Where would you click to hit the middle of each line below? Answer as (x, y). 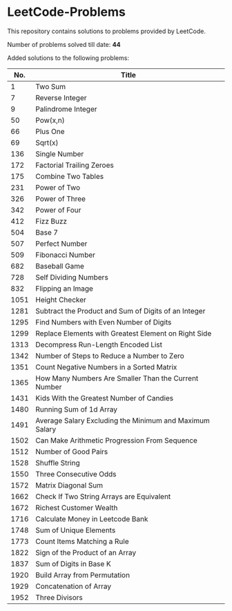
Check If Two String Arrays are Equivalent (103, 496)
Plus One (50, 131)
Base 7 (47, 232)
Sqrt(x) (47, 142)
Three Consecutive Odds (76, 474)
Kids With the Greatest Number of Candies (105, 398)
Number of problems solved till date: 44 (64, 44)
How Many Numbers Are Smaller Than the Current (117, 378)
